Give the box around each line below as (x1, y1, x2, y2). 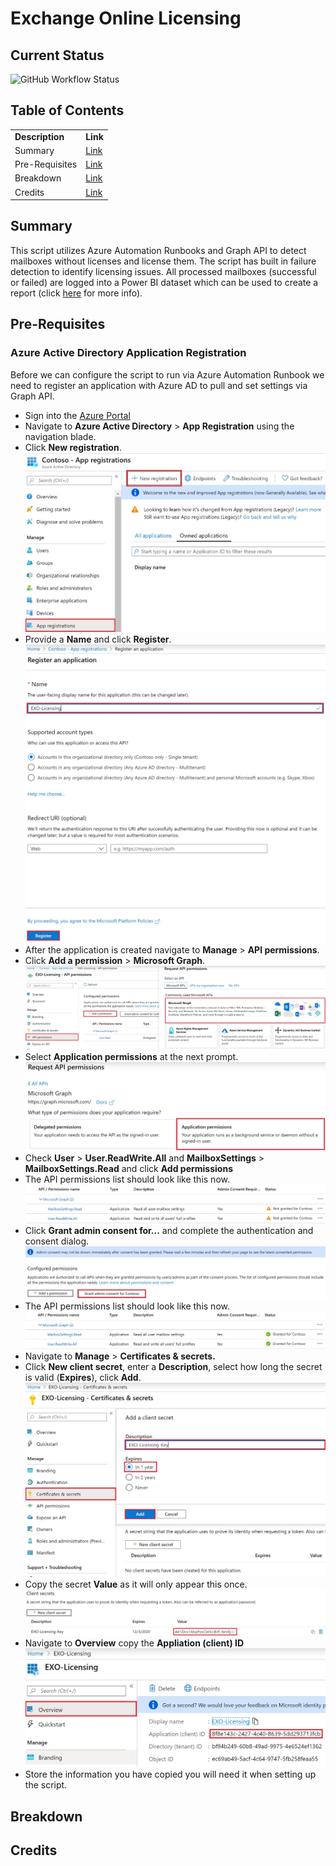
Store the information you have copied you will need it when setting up (24, 1768, 317, 1781)
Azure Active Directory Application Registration (10, 346, 247, 360)
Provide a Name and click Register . (24, 633, 172, 645)
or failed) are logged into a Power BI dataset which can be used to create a (10, 276, 319, 288)
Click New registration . (24, 441, 122, 453)
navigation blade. (24, 430, 97, 442)
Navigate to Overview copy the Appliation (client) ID (24, 1637, 245, 1649)
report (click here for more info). (10, 287, 143, 299)
